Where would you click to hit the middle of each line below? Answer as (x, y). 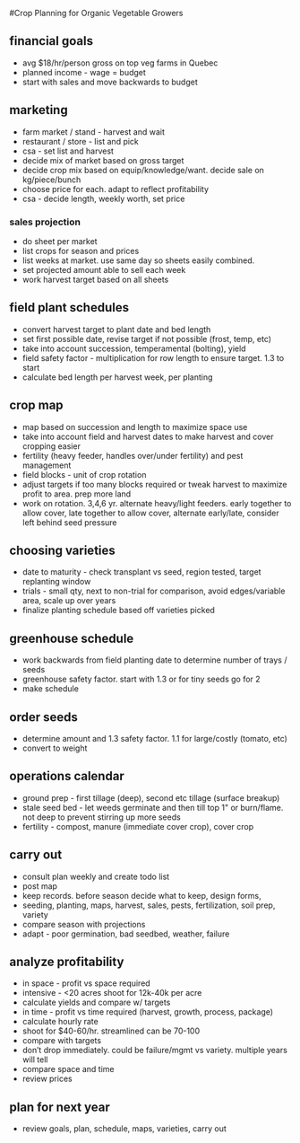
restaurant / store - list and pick (80, 141)
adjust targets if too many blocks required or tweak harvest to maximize (155, 484)
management (47, 465)
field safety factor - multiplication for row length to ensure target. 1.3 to (153, 357)
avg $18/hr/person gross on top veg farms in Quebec (120, 63)
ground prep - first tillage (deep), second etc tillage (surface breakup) (151, 797)
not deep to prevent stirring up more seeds (101, 817)
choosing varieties (63, 550)
